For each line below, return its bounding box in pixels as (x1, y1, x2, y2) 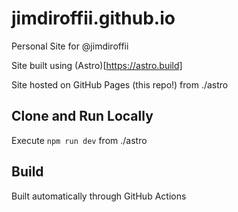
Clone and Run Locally (11, 108, 154, 125)
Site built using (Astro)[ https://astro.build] (11, 59, 183, 71)
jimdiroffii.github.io (11, 7, 176, 30)
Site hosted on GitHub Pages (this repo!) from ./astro (11, 78, 229, 91)
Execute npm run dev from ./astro (11, 134, 148, 146)
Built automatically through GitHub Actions (11, 190, 187, 202)
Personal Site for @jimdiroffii (11, 40, 129, 52)
